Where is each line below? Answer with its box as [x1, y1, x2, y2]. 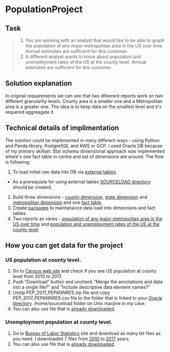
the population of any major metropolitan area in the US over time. [25, 43, 163, 49]
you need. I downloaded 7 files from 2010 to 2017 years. [12, 335, 130, 342]
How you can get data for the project [5, 241, 123, 250]
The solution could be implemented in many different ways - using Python [5, 137, 160, 143]
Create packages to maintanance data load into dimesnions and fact [12, 205, 156, 211]
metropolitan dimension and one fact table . [12, 199, 103, 205]
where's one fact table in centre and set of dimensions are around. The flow [5, 153, 164, 159]
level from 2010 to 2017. [12, 274, 62, 280]
